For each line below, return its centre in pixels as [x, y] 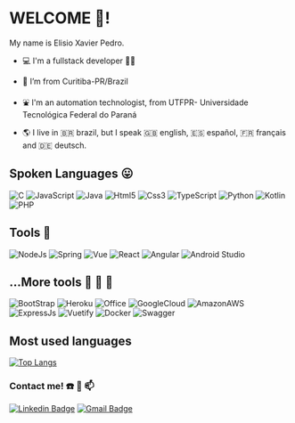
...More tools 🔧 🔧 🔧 [61, 282]
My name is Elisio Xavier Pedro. [67, 43]
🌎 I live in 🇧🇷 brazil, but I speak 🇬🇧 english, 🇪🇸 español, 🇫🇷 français [154, 132]
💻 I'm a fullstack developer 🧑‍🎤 [79, 61]
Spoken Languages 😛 [71, 174]
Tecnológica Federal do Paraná [79, 114]
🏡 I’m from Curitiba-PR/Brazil [75, 81]
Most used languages [70, 341]
